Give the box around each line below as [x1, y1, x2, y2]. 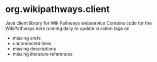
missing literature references [12, 51, 73, 57]
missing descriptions [12, 45, 56, 51]
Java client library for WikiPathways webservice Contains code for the [5, 20, 152, 26]
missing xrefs [12, 35, 41, 41]
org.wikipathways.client [5, 3, 110, 15]
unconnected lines [12, 40, 52, 46]
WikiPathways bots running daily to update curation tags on [5, 25, 130, 31]
